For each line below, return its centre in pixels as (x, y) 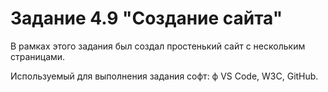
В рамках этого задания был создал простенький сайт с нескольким (158, 46)
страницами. (38, 56)
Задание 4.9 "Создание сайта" (146, 18)
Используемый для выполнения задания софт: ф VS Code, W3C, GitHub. (164, 76)
